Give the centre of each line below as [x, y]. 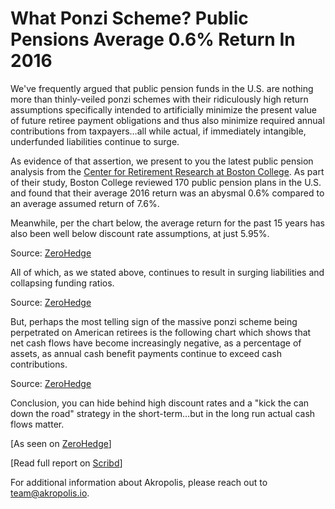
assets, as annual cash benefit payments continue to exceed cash [146, 353]
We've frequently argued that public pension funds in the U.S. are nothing [162, 88]
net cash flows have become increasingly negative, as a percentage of [156, 343]
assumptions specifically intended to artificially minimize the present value [163, 109]
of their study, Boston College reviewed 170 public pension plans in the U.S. [166, 182]
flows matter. [37, 424]
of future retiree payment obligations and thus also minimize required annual [167, 120]
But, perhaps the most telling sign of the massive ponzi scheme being [154, 321]
